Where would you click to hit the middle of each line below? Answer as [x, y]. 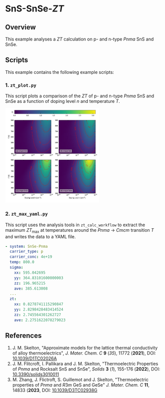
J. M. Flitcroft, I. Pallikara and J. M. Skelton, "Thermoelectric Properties [85, 364]
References [23, 336]
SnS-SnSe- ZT [35, 9]
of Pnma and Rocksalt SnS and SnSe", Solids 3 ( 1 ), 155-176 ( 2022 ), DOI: [86, 369]
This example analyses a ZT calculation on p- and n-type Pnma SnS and [80, 39]
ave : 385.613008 [31, 288]
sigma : [16, 268]
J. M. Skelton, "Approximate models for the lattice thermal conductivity [85, 348]
